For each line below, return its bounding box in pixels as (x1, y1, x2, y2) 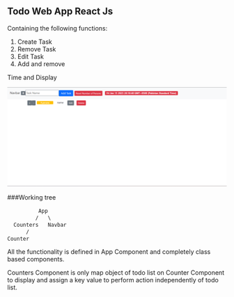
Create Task (17, 38, 52, 46)
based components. (7, 255, 65, 264)
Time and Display (7, 73, 57, 81)
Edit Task (17, 52, 44, 61)
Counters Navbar (13, 222, 68, 229)
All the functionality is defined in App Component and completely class (7, 248, 211, 256)
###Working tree (7, 193, 56, 202)
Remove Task (17, 45, 56, 53)
